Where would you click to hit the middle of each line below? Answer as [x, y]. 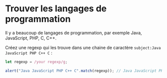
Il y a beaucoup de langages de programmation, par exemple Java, [74, 33]
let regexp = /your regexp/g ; [37, 62]
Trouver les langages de [56, 9]
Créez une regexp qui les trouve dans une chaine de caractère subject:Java [83, 47]
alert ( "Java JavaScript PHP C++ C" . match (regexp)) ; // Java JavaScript [81, 71]
